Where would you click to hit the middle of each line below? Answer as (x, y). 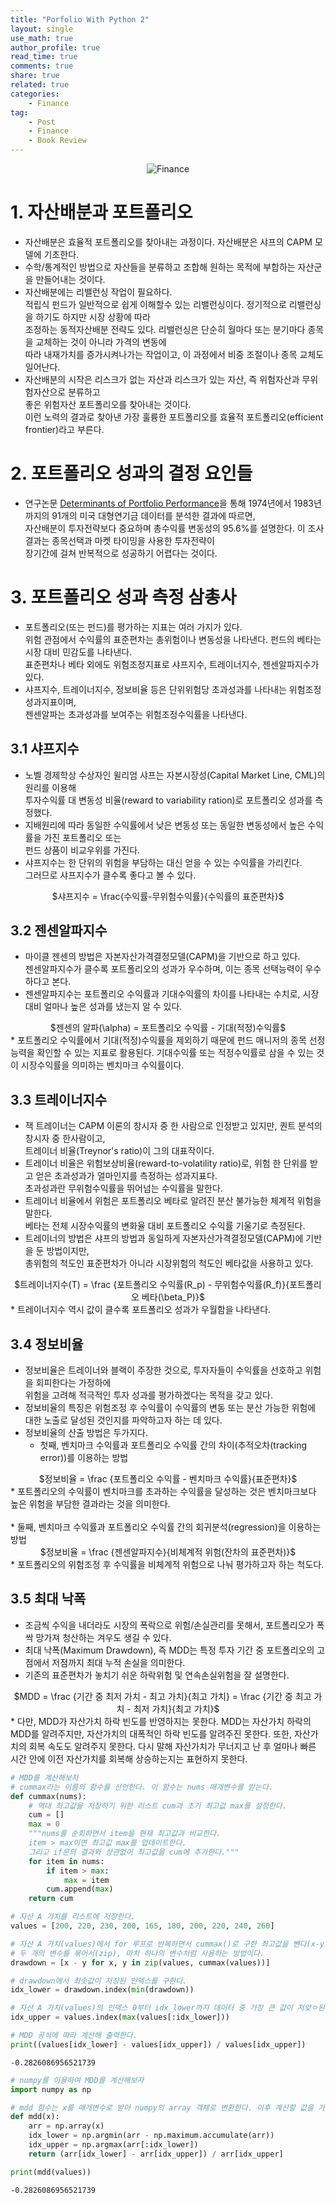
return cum (51, 1899)
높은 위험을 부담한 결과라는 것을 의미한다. (90, 1504)
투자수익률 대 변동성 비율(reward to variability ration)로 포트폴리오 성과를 (168, 800)
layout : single (42, 29)
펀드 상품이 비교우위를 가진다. (82, 850)
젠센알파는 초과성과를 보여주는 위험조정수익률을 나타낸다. (136, 714)
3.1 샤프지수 (45, 749)
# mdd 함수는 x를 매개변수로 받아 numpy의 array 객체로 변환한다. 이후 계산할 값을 (162, 2107)
